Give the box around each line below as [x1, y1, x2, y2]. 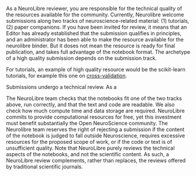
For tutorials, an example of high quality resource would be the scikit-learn [6, 66, 186, 73]
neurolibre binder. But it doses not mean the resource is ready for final [6, 42, 176, 49]
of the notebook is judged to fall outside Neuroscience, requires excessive [6, 132, 185, 139]
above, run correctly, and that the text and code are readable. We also [6, 101, 175, 108]
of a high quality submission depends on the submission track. [6, 55, 157, 61]
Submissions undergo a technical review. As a [6, 84, 117, 90]
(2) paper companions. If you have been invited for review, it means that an [6, 23, 187, 30]
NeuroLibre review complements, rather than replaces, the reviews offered [6, 157, 186, 164]
